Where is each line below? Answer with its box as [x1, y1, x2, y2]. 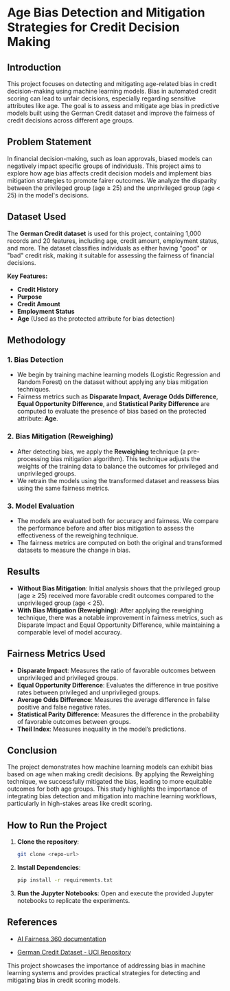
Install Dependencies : [16, 864, 81, 872]
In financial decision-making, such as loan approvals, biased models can [7, 154, 213, 162]
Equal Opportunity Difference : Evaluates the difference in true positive [16, 681, 218, 689]
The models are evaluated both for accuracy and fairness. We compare [16, 516, 219, 524]
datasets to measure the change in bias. [16, 546, 130, 554]
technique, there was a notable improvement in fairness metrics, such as [16, 613, 223, 621]
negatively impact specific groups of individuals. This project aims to [7, 162, 202, 170]
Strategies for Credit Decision [7, 19, 180, 35]
